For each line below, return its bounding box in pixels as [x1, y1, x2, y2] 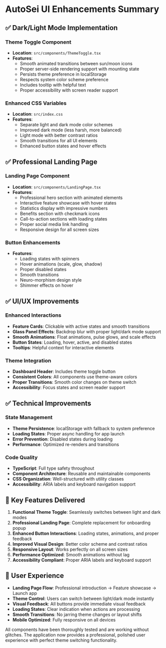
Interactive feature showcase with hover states [19, 199, 116, 206]
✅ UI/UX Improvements [5, 297, 79, 305]
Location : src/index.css [12, 111, 63, 117]
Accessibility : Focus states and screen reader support [12, 384, 125, 390]
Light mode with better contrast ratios [19, 132, 98, 138]
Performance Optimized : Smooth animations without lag [12, 551, 130, 557]
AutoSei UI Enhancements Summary [5, 4, 159, 15]
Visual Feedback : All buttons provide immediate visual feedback [12, 600, 146, 607]
